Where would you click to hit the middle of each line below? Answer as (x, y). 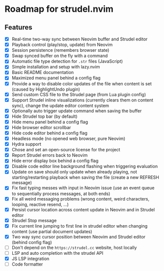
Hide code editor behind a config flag (50, 133)
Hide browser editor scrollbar (41, 127)
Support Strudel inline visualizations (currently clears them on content (82, 100)
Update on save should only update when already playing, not (74, 172)
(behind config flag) (32, 242)
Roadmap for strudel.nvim (59, 9)
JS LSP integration (30, 258)
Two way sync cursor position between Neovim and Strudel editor (79, 237)
